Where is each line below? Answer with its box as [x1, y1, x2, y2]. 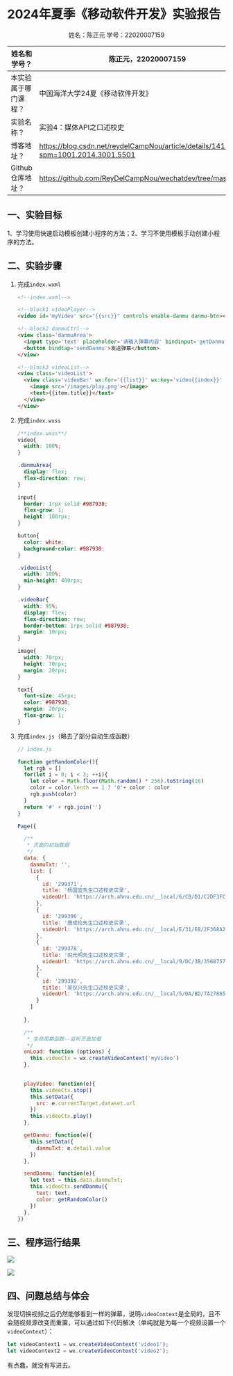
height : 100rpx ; [24, 513, 71, 521]
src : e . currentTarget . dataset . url [35, 1100, 136, 1107]
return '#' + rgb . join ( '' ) [24, 803, 102, 811]
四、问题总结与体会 [7, 1290, 89, 1302]
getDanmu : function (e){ [24, 1132, 92, 1139]
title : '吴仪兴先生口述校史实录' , [42, 984, 130, 991]
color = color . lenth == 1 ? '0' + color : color [30, 784, 170, 791]
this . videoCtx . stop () [30, 1086, 92, 1093]
